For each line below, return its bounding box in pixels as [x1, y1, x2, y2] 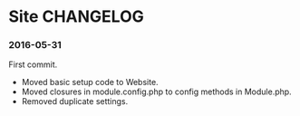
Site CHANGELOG [8, 6, 144, 27]
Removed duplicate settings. [21, 96, 129, 107]
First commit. [8, 59, 58, 70]
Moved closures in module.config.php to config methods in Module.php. [21, 86, 292, 97]
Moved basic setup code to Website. [21, 77, 160, 88]
